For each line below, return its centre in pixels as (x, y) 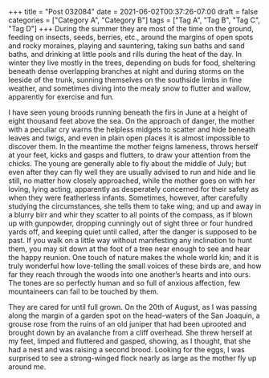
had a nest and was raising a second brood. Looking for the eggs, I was (126, 350)
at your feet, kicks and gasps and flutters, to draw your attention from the (130, 155)
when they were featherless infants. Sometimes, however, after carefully (128, 197)
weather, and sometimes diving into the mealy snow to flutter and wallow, (130, 88)
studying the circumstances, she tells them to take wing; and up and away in (135, 206)
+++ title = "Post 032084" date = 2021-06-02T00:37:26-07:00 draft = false (133, 12)
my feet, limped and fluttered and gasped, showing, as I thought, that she (130, 341)
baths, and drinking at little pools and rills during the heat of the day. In (125, 54)
